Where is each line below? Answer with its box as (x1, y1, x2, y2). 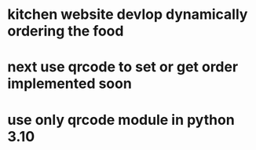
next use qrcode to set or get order (7, 58, 239, 76)
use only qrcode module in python (7, 111, 235, 129)
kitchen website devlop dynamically (7, 5, 248, 24)
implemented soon (7, 75, 133, 93)
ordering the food (7, 22, 124, 40)
